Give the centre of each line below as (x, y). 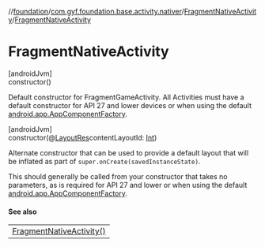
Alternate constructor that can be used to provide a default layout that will (129, 152)
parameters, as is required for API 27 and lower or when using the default (128, 185)
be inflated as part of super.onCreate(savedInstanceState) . (104, 161)
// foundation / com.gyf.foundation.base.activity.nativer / (96, 11)
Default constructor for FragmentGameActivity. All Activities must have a (126, 97)
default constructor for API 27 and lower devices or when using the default (130, 105)
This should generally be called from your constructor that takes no (118, 176)
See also (23, 211)
